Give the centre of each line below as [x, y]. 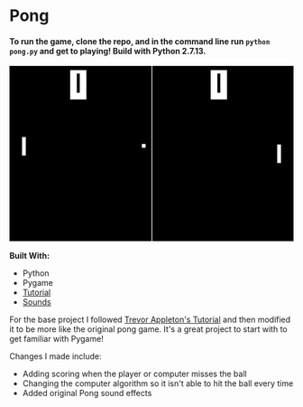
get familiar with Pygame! [56, 339]
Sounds [37, 302]
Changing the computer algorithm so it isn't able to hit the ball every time [158, 383]
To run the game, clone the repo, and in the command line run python [140, 41]
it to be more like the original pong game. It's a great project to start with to [149, 329]
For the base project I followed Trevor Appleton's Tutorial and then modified [150, 320]
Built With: [30, 256]
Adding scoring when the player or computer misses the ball [134, 374]
